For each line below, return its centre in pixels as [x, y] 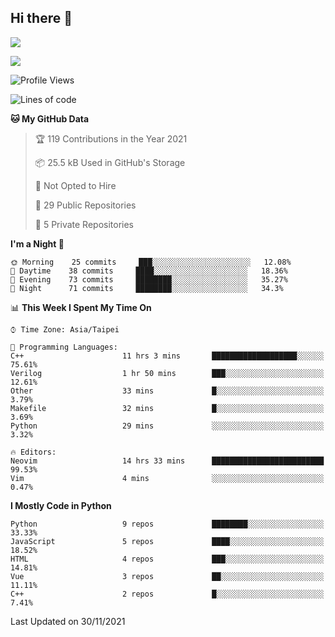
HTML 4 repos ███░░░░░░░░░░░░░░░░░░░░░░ [167, 559]
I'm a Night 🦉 [37, 243]
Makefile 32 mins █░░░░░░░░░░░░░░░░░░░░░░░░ [167, 408]
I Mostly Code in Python [61, 505]
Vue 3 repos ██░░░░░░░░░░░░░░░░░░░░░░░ [167, 576]
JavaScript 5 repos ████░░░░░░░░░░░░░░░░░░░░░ [167, 541]
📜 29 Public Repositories [85, 205]
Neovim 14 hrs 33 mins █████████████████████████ [167, 461]
